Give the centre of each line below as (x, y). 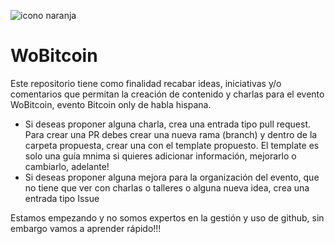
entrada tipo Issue (62, 198)
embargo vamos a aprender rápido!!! (86, 228)
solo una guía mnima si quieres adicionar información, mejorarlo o (160, 156)
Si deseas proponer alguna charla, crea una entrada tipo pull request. (168, 124)
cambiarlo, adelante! (67, 166)
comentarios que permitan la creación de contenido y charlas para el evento (167, 94)
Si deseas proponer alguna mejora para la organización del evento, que (172, 177)
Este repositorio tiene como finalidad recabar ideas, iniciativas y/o (146, 83)
